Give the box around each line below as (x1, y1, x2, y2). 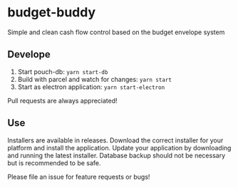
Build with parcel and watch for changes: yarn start (17, 75, 172, 83)
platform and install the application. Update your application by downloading (7, 143, 232, 152)
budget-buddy (7, 4, 96, 21)
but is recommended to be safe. (7, 158, 101, 167)
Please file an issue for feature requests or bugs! (7, 172, 150, 181)
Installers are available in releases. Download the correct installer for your (7, 136, 224, 145)
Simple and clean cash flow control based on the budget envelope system (7, 28, 225, 36)
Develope (7, 48, 51, 61)
